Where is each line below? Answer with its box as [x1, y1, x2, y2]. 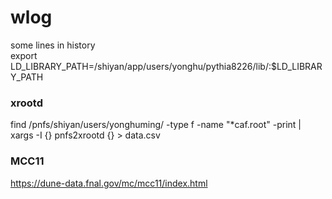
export [10, 49, 38, 61]
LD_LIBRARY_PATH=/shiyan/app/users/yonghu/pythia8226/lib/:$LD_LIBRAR [10, 60, 323, 72]
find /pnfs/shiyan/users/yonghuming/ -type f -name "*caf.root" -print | [10, 119, 302, 131]
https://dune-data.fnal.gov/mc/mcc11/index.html [10, 177, 208, 189]
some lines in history [10, 39, 96, 51]
